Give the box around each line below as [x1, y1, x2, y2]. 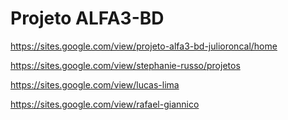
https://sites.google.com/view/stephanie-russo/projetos [10, 59, 241, 71]
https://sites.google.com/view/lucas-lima [10, 78, 180, 91]
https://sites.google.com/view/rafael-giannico [10, 98, 200, 110]
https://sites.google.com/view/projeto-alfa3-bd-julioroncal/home [10, 40, 278, 52]
